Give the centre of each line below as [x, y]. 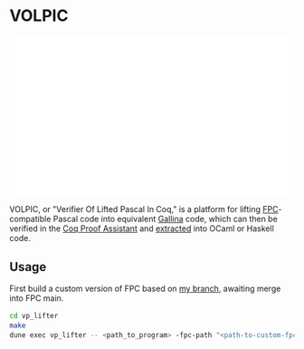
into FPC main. [37, 298]
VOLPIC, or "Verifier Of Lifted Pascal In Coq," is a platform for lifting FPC [144, 209]
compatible [30, 219]
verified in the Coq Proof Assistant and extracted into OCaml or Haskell [142, 228]
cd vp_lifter [34, 316]
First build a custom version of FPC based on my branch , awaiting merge [145, 289]
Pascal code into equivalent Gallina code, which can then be [165, 219]
